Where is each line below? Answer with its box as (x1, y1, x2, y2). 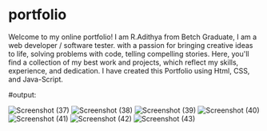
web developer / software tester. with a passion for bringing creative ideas (8, 40, 253, 50)
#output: (8, 89, 37, 99)
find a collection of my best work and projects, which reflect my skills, (8, 58, 239, 67)
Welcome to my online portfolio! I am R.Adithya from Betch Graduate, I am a (8, 32, 257, 42)
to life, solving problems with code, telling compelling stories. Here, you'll (8, 49, 249, 58)
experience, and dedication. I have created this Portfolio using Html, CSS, (8, 65, 250, 75)
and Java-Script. (8, 74, 64, 84)
